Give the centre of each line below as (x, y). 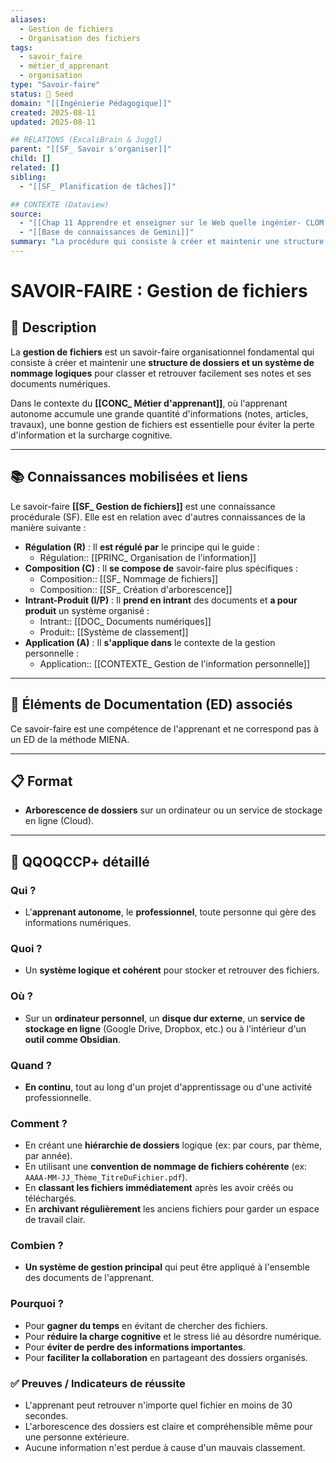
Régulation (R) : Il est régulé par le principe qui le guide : (142, 547)
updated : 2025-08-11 (53, 122)
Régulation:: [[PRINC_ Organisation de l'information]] (148, 557)
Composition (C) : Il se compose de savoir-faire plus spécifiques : (161, 568)
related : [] (35, 168)
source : (26, 214)
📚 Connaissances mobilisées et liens (129, 477)
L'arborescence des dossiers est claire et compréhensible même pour (168, 1427)
